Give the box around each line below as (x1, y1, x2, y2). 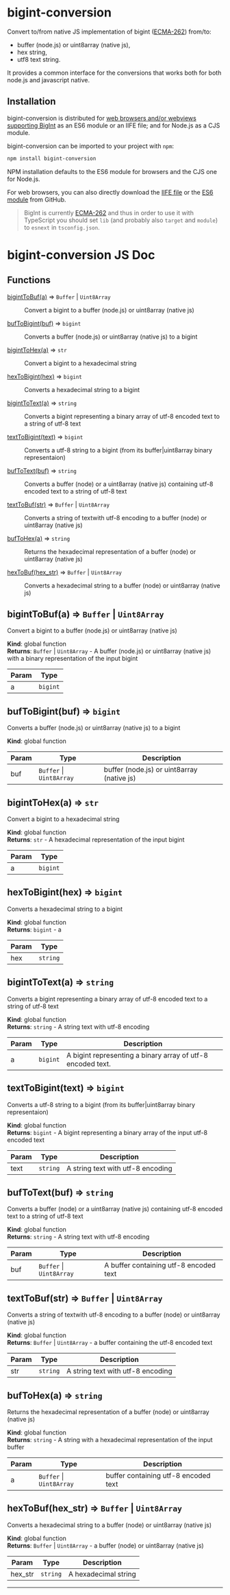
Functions (7, 274, 51, 286)
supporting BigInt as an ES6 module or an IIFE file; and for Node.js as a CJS (7, 121, 220, 130)
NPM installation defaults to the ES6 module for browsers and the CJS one (7, 167, 218, 175)
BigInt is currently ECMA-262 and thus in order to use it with (23, 208, 194, 217)
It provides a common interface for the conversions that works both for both (7, 69, 222, 77)
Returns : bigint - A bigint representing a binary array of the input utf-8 (7, 1128, 207, 1136)
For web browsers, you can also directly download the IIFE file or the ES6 (7, 188, 214, 196)
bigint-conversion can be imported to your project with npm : (7, 142, 175, 150)
